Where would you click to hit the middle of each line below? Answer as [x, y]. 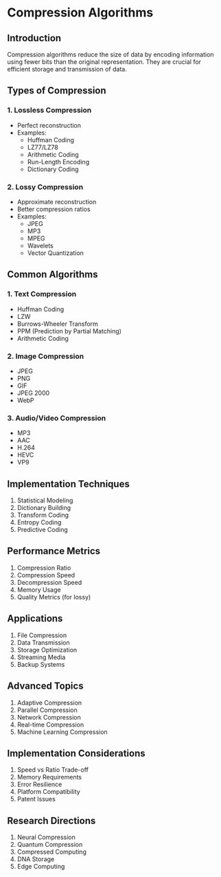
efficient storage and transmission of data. [67, 69]
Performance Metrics [54, 551]
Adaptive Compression [49, 702]
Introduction [34, 38]
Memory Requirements [49, 777]
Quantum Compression [50, 845]
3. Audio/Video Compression [57, 418]
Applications [35, 619]
